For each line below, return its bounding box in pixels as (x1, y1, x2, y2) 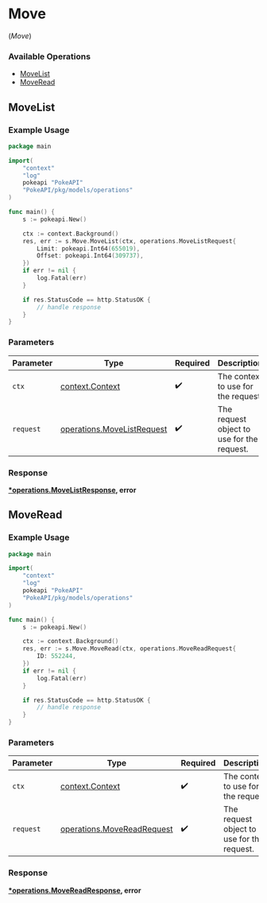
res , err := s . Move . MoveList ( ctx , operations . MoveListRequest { (22, 237, 237, 245)
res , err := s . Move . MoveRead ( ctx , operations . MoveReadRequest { (22, 645, 237, 653)
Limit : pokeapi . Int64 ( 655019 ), (37, 244, 141, 253)
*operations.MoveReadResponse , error (8, 886, 141, 895)
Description (217, 357, 263, 368)
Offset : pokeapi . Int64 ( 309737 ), (37, 252, 145, 260)
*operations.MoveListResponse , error (8, 485, 137, 494)
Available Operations (8, 51, 91, 62)
